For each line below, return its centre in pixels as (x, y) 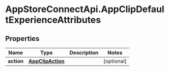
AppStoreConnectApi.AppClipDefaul (85, 9)
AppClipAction (46, 61)
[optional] (115, 61)
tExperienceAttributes (53, 20)
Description (84, 53)
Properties (22, 39)
